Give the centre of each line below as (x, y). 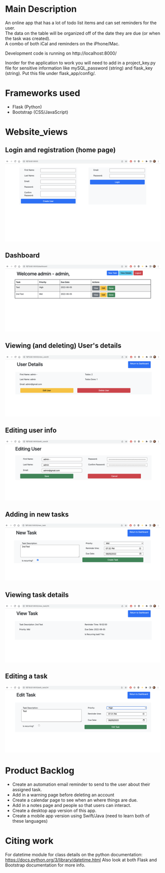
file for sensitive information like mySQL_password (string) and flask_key (79, 68)
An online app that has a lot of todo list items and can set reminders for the (81, 23)
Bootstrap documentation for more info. (45, 865)
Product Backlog (40, 770)
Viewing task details (37, 595)
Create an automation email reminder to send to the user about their (81, 784)
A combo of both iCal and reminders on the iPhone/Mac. (62, 43)
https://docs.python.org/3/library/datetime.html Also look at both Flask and (81, 860)
